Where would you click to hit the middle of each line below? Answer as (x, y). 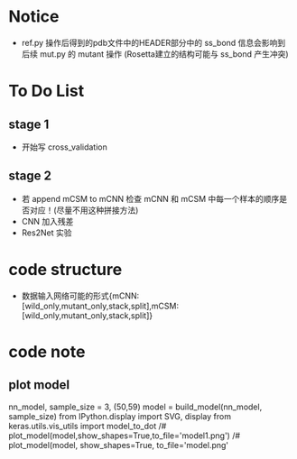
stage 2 (30, 176)
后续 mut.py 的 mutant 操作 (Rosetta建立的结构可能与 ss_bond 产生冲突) (155, 54)
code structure (65, 269)
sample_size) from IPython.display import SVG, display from (120, 416)
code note (47, 351)
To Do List (46, 91)
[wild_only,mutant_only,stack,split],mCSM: (100, 306)
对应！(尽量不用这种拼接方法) (84, 210)
